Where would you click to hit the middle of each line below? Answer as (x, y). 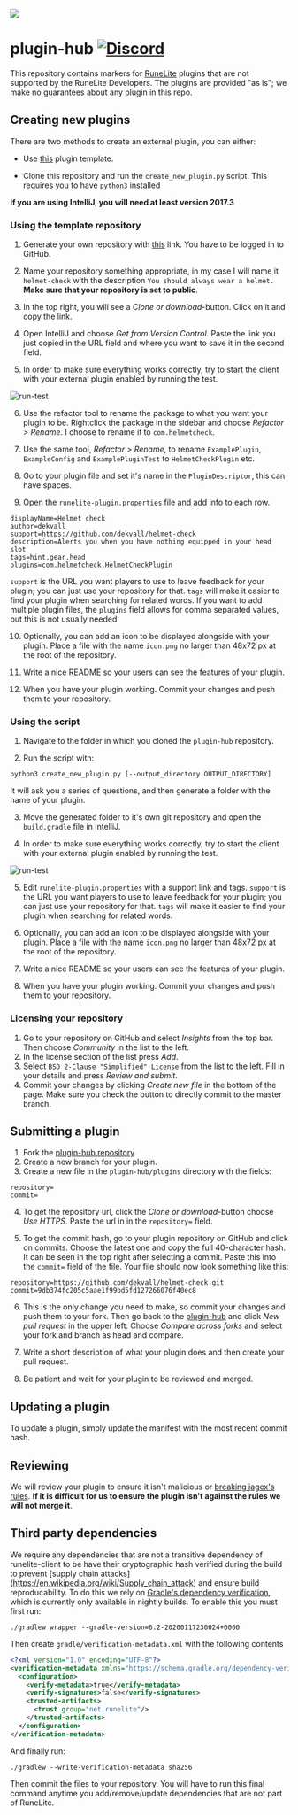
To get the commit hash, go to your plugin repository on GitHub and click (155, 1239)
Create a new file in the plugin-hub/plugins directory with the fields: (147, 1171)
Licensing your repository (67, 1018)
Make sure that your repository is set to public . (110, 290)
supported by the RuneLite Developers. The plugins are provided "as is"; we (149, 82)
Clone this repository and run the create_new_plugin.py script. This (145, 175)
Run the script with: (58, 758)
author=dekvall (38, 527)
